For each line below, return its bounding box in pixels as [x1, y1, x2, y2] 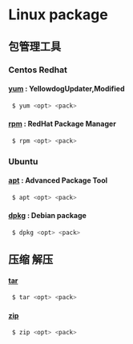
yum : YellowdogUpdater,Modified [8, 84, 125, 94]
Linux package [8, 6, 108, 24]
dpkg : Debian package [8, 211, 87, 221]
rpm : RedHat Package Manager [8, 119, 116, 129]
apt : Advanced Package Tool [8, 176, 108, 185]
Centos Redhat [8, 64, 68, 75]
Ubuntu [8, 156, 38, 167]
